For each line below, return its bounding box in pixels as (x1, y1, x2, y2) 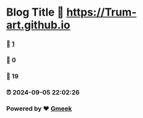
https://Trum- (66, 5, 137, 19)
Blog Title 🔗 (6, 5, 64, 19)
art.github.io (6, 18, 71, 32)
